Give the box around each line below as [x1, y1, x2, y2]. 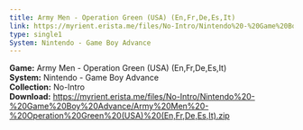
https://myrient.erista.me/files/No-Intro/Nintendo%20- [52, 91, 255, 102]
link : [9, 22, 30, 30]
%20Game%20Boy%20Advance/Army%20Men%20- [9, 100, 209, 112]
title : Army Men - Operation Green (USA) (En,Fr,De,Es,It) [9, 13, 236, 22]
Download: [9, 91, 51, 102]
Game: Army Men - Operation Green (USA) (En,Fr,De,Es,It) [9, 63, 227, 74]
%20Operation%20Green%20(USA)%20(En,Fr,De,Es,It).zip [9, 110, 230, 121]
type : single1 [9, 30, 63, 39]
